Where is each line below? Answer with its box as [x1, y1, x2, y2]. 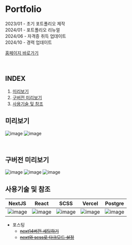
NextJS [8, 200, 26, 207]
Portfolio [5, 3, 42, 15]
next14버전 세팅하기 [19, 228, 59, 234]
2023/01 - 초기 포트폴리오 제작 [5, 20, 66, 26]
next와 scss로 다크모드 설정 [19, 235, 75, 241]
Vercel [82, 200, 98, 207]
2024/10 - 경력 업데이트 [5, 39, 52, 45]
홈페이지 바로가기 [5, 50, 39, 56]
